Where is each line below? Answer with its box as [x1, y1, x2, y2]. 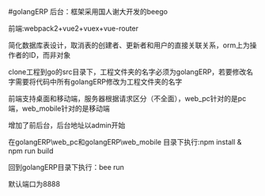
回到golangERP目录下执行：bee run [8, 163, 125, 171]
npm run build [8, 146, 54, 156]
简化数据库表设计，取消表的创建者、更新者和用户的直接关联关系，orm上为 [8, 40, 251, 50]
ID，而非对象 [28, 51, 71, 59]
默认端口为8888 [8, 179, 61, 188]
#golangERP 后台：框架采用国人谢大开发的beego [8, 7, 168, 16]
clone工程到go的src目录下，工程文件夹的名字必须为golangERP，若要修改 [8, 67, 247, 77]
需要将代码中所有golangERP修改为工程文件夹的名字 [14, 77, 183, 86]
